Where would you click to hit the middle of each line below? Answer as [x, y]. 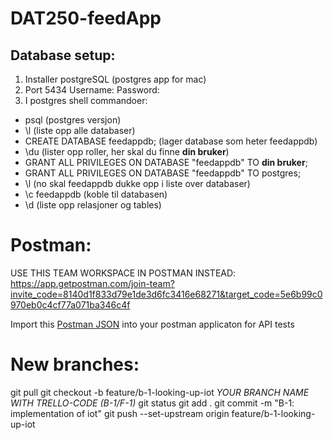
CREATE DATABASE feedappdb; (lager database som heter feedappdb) [171, 141]
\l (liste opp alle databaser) [80, 130]
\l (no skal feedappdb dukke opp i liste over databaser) [137, 183]
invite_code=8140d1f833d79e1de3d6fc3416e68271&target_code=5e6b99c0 [166, 294]
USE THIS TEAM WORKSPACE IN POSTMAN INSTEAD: [123, 273]
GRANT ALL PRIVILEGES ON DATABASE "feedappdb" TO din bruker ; [166, 162]
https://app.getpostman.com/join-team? [92, 283]
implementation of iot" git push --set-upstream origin [120, 413]
